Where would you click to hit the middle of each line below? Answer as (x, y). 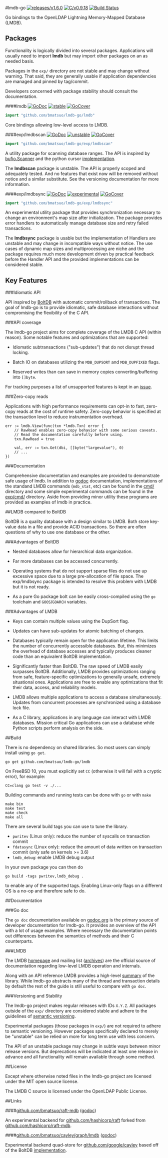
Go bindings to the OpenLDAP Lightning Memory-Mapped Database (75, 17)
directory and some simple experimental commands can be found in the (79, 491)
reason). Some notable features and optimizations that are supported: (77, 337)
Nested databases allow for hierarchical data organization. (72, 551)
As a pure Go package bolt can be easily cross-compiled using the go (84, 596)
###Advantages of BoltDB (32, 542)
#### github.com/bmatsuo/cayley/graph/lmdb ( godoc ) (61, 1135)
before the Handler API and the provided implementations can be (72, 259)
